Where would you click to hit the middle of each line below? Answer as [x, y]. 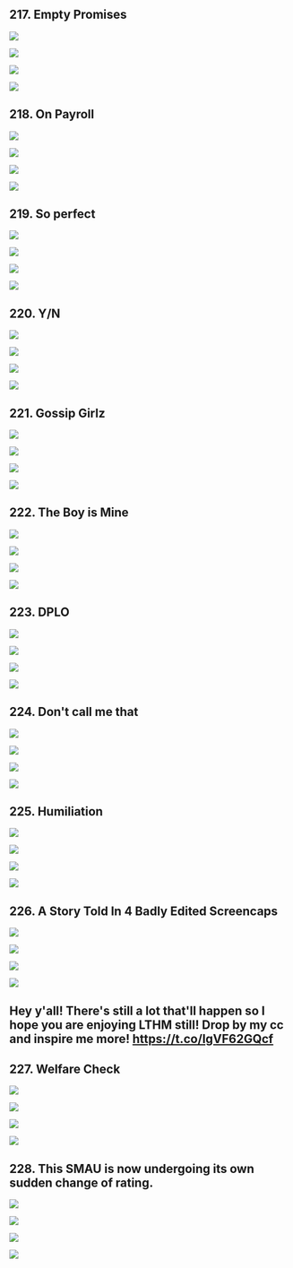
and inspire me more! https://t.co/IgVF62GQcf [142, 1039]
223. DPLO [39, 612]
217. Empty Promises [68, 15]
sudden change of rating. [82, 1182]
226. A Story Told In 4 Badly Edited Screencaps [144, 911]
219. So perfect [52, 214]
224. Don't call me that [74, 712]
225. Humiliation [56, 811]
